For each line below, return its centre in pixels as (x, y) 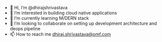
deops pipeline (25, 29)
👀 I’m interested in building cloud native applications (63, 13)
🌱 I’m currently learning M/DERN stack (49, 18)
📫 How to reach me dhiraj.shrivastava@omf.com (60, 34)
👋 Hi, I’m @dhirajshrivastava (39, 8)
